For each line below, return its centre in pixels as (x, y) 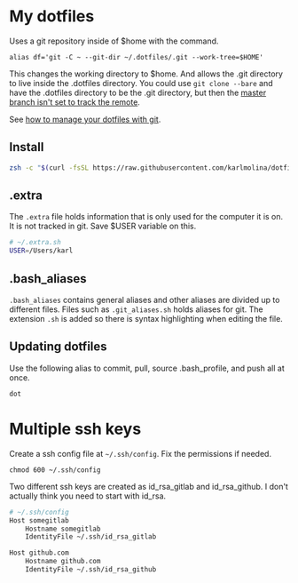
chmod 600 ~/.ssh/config (55, 470)
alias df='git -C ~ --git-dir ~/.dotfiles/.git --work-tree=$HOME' (137, 57)
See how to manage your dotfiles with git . (85, 119)
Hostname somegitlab (63, 529)
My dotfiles (52, 16)
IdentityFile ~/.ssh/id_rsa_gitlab (91, 537)
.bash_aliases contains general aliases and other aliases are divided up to (145, 300)
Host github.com (39, 553)
